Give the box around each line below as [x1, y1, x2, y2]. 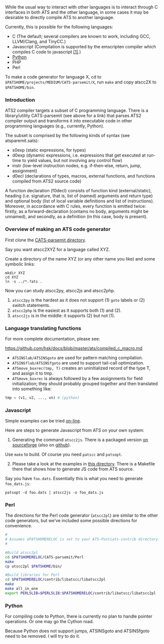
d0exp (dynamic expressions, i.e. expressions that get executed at [12, 152, 146, 158]
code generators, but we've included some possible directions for [5, 518, 138, 523]
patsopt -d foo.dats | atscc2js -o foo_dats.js [5, 490, 104, 495]
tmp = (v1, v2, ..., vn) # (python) [5, 395, 80, 400]
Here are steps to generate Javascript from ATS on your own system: [5, 427, 144, 433]
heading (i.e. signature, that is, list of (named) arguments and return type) [5, 193, 153, 199]
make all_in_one [5, 586, 38, 591]
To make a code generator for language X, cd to [5, 74, 102, 80]
